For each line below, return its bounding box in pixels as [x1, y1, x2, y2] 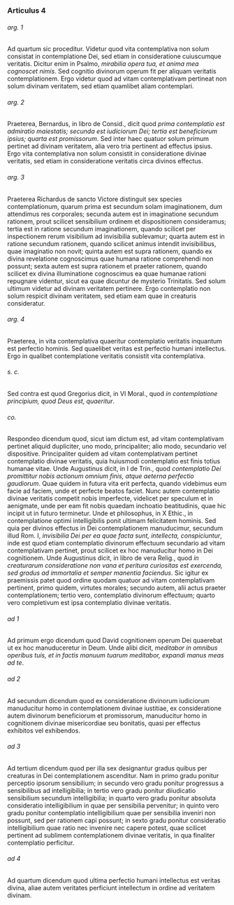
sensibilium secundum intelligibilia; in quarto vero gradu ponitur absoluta [7, 794, 217, 802]
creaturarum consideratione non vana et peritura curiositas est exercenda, [7, 562, 224, 570]
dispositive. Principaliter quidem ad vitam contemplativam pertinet [7, 449, 198, 458]
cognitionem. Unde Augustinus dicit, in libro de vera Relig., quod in [7, 554, 199, 562]
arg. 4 [7, 315, 25, 324]
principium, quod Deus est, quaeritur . [7, 397, 115, 405]
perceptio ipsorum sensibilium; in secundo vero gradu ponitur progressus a [7, 779, 224, 787]
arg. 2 [7, 97, 24, 107]
